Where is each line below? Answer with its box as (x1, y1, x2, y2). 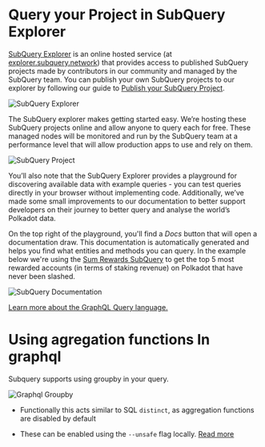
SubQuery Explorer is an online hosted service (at (8, 49, 172, 58)
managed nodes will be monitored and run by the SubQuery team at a (8, 131, 239, 141)
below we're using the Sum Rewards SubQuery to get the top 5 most (8, 254, 235, 264)
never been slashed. (8, 271, 76, 281)
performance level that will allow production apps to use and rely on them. (8, 139, 254, 149)
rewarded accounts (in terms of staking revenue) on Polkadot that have (8, 263, 243, 272)
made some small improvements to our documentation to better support (8, 196, 246, 206)
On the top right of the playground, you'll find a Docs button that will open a (8, 228, 258, 238)
